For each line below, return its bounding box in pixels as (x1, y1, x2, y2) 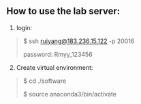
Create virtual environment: (16, 63, 93, 71)
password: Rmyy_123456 (22, 50, 93, 58)
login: (16, 23, 32, 31)
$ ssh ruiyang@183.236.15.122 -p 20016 (22, 37, 135, 45)
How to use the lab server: (6, 5, 121, 17)
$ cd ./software (22, 77, 67, 85)
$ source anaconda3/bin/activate (22, 90, 117, 98)
